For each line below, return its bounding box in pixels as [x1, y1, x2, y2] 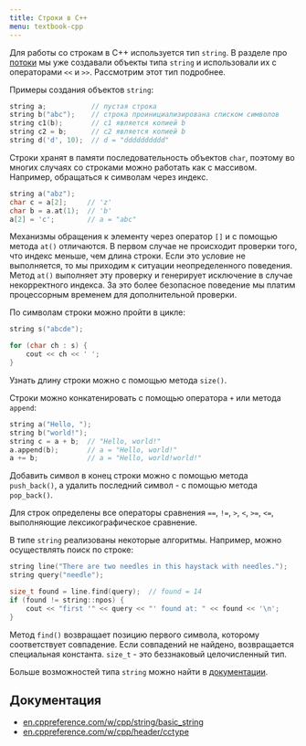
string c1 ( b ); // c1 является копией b [9, 119, 185, 128]
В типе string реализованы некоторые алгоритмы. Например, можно [9, 535, 282, 546]
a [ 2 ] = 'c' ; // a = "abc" [9, 215, 137, 224]
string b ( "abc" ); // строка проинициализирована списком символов [9, 110, 280, 120]
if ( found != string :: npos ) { [9, 595, 125, 604]
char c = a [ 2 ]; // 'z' [9, 197, 112, 206]
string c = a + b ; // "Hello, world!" [9, 436, 162, 446]
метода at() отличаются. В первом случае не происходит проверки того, [9, 241, 298, 252]
